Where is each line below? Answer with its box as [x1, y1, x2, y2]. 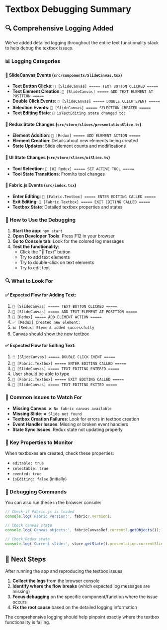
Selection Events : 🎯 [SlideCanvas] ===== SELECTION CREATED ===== [12, 105, 151, 111]
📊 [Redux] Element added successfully [12, 325, 94, 330]
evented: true [12, 471, 42, 476]
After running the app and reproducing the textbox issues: [5, 568, 124, 574]
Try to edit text [19, 265, 50, 271]
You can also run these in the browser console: [5, 500, 102, 506]
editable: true [12, 460, 44, 466]
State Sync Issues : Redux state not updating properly [12, 426, 123, 432]
